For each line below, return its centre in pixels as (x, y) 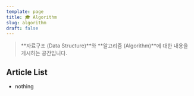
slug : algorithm (26, 23)
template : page (25, 12)
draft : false (22, 28)
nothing (24, 87)
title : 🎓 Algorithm (32, 17)
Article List (27, 72)
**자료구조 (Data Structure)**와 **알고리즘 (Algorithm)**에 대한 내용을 (104, 46)
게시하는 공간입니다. (44, 53)
